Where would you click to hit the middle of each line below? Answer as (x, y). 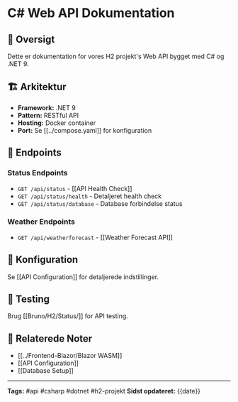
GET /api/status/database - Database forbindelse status (100, 203)
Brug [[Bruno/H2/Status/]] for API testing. (68, 316)
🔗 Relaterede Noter (50, 338)
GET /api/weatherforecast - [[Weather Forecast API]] (95, 237)
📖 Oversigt (31, 39)
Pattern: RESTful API (48, 115)
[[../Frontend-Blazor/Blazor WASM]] (70, 356)
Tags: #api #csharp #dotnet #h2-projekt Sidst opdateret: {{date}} (104, 391)
